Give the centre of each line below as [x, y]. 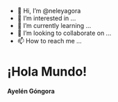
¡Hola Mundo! [47, 72]
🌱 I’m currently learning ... [54, 25]
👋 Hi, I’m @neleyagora [49, 11]
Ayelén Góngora [31, 91]
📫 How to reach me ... [49, 41]
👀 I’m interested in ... [47, 18]
